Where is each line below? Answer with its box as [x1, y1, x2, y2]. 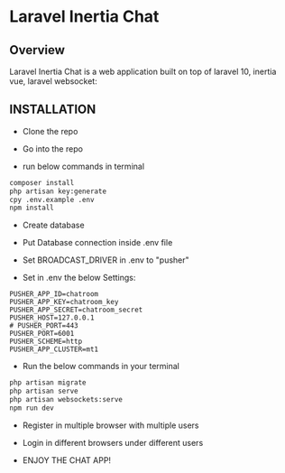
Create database [22, 219, 85, 231]
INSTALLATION [9, 102, 97, 117]
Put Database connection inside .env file [22, 237, 173, 248]
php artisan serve [9, 386, 78, 396]
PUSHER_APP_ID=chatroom [9, 290, 99, 299]
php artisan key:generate [9, 187, 106, 196]
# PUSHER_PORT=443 [9, 321, 78, 330]
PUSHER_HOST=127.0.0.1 [9, 313, 95, 322]
